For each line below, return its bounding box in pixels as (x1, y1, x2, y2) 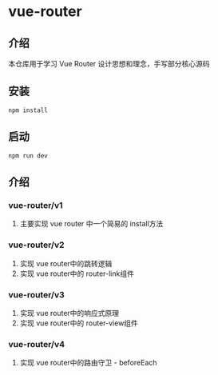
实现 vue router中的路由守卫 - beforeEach (19, 358, 157, 368)
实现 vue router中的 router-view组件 (19, 318, 138, 328)
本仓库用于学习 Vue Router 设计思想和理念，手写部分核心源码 (8, 59, 210, 68)
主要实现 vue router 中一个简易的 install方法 (19, 219, 164, 229)
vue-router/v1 (8, 199, 63, 210)
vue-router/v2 (8, 239, 65, 250)
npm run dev (8, 151, 48, 160)
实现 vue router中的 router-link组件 (19, 269, 134, 278)
